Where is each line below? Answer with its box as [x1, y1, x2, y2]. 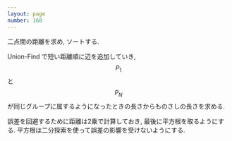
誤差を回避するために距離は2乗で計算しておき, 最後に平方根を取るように [7, 117, 219, 125]
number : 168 [7, 17, 42, 24]
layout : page [7, 10, 46, 18]
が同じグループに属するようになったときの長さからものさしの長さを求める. [7, 102, 226, 111]
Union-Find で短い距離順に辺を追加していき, [7, 52, 136, 61]
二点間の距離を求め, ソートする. [7, 37, 100, 46]
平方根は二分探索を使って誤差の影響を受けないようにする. [16, 126, 185, 135]
